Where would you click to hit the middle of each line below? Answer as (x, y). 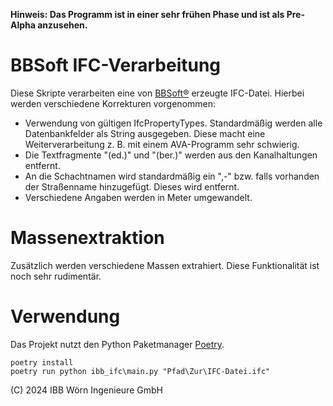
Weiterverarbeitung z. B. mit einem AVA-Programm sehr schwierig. (162, 144)
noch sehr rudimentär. (56, 276)
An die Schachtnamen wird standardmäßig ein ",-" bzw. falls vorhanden (172, 176)
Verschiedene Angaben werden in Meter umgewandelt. (138, 197)
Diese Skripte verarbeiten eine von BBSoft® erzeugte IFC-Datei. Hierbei (157, 93)
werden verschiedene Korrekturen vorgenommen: (113, 103)
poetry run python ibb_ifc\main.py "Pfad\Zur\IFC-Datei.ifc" (140, 371)
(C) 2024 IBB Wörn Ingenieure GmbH (86, 390)
